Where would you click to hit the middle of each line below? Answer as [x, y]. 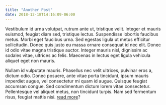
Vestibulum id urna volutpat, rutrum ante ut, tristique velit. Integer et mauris [83, 28]
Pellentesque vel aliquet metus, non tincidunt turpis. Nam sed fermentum [81, 91]
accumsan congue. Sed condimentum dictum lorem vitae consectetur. [78, 86]
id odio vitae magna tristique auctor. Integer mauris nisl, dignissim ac [76, 50]
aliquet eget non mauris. [30, 60]
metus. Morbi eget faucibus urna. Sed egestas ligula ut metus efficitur [77, 39]
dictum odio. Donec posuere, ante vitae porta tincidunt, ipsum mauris [77, 75]
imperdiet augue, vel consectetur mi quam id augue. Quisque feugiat [76, 81]
